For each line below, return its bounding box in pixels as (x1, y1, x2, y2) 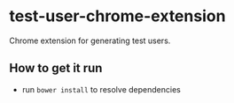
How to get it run (9, 61, 103, 76)
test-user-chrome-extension (9, 6, 226, 26)
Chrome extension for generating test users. (9, 35, 171, 46)
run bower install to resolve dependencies (21, 84, 182, 94)
